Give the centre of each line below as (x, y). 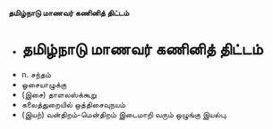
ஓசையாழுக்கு (44, 85)
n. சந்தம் (36, 74)
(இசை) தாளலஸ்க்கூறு (59, 94)
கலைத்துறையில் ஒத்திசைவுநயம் (73, 104)
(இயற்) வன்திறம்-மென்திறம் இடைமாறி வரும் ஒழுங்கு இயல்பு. (124, 114)
